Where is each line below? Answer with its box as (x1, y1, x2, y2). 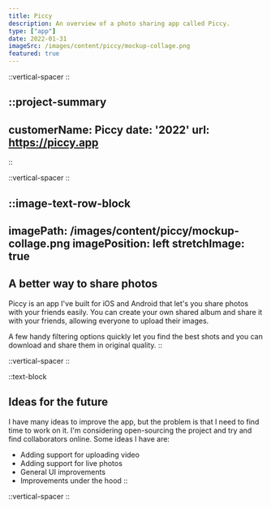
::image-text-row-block (8, 196, 131, 210)
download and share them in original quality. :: (8, 340, 163, 350)
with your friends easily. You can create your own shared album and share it (8, 307, 263, 317)
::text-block (8, 371, 47, 382)
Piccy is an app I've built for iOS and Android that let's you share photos (8, 298, 249, 308)
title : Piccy (8, 11, 53, 20)
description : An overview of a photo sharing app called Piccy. (8, 19, 230, 28)
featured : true (8, 50, 60, 58)
